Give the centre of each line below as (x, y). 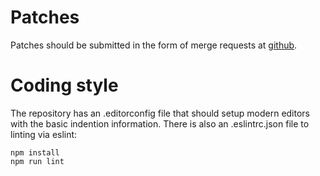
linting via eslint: (44, 134)
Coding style (64, 85)
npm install (35, 152)
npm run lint (37, 161)
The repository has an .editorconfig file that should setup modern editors (160, 113)
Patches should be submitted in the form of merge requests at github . (154, 45)
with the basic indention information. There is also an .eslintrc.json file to (160, 123)
